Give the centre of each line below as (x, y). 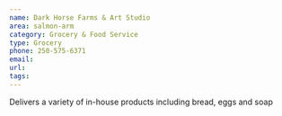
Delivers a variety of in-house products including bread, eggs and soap (141, 102)
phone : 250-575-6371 (48, 51)
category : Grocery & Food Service (74, 34)
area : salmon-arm (42, 26)
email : (22, 59)
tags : (19, 76)
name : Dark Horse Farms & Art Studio (80, 18)
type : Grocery (36, 43)
